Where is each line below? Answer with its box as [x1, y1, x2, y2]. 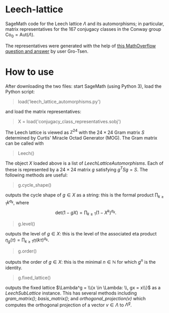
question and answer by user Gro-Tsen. [5, 48, 89, 54]
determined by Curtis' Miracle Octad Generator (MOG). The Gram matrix [5, 135, 157, 141]
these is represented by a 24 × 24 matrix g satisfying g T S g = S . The [5, 166, 148, 172]
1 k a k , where [5, 199, 30, 207]
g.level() [17, 221, 36, 227]
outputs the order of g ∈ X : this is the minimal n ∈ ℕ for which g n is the [5, 258, 156, 265]
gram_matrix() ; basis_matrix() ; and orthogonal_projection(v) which [5, 295, 146, 301]
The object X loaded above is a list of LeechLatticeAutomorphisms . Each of [5, 160, 164, 166]
